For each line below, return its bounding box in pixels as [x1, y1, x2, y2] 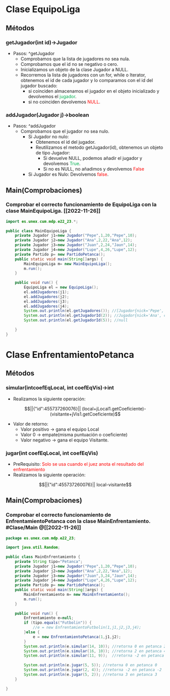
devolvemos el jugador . [28, 93, 77, 99]
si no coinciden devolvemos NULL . [28, 99, 100, 105]
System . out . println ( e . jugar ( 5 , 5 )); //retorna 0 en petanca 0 [24, 663, 157, 668]
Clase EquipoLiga [6, 4, 80, 15]
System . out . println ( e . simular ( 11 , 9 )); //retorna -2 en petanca [24, 653, 164, 659]
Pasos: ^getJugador [13, 50, 55, 56]
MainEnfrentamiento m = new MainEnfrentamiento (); [24, 592, 130, 597]
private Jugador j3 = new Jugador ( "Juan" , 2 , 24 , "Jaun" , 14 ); [15, 242, 137, 248]
